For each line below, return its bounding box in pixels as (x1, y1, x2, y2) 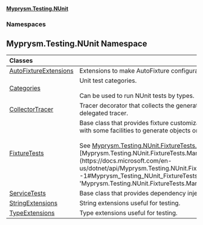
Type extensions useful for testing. (79, 209, 178, 217)
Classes (9, 56, 33, 65)
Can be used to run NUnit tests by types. (79, 91, 195, 100)
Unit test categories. (79, 76, 137, 85)
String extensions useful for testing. (79, 199, 181, 207)
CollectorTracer (9, 105, 54, 114)
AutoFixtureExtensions (9, 67, 74, 75)
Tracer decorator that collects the (79, 102, 175, 110)
